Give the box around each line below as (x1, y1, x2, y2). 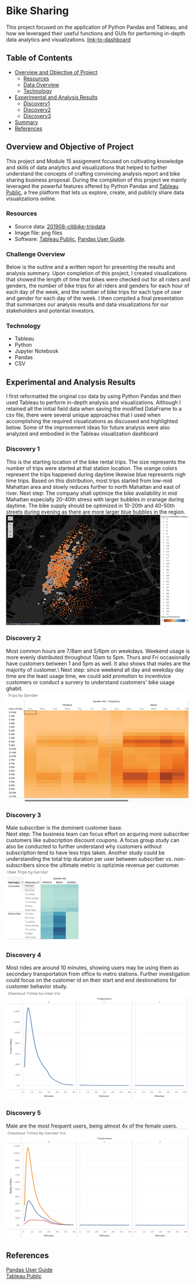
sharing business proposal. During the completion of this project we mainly (6, 176, 187, 183)
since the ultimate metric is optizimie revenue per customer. (36, 862, 180, 869)
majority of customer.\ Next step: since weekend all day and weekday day (6, 666, 184, 673)
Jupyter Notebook (14, 348, 59, 355)
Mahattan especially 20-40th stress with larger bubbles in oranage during (6, 495, 184, 503)
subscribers (6, 862, 35, 869)
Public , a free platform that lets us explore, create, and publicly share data (6, 189, 184, 196)
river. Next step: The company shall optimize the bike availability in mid (6, 489, 177, 496)
